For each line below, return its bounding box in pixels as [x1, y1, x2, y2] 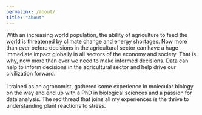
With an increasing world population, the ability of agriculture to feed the [6, 31, 188, 38]
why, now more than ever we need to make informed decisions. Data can [6, 57, 189, 64]
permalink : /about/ [6, 8, 56, 15]
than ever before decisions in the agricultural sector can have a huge [6, 44, 179, 51]
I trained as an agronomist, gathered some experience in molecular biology [6, 82, 194, 90]
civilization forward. [6, 70, 56, 77]
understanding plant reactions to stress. [6, 102, 106, 109]
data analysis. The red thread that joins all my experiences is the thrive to [6, 95, 189, 103]
